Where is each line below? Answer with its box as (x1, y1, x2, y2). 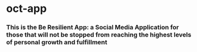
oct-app (6, 2, 47, 16)
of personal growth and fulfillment (6, 38, 107, 47)
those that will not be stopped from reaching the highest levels (6, 30, 192, 39)
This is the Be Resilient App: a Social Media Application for (6, 23, 179, 32)
